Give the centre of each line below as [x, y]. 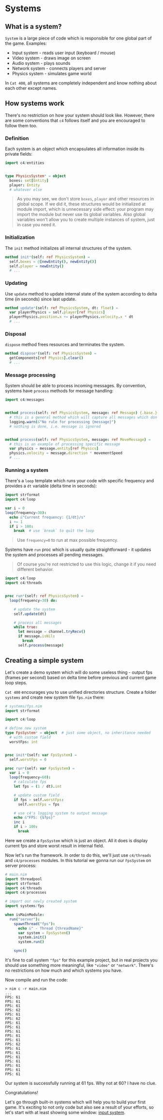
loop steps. [16, 683]
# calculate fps [30, 782]
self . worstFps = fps [39, 804]
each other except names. [31, 88]
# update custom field [37, 795]
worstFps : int [24, 742]
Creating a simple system [44, 660]
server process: [21, 865]
